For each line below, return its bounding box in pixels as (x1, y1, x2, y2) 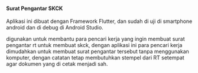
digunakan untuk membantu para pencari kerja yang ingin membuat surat (6, 35, 185, 42)
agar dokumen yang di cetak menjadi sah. (6, 61, 108, 68)
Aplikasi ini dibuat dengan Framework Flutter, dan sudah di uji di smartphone (6, 18, 193, 25)
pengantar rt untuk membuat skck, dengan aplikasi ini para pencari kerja (6, 42, 183, 49)
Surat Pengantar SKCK (6, 5, 63, 12)
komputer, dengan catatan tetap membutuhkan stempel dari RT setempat (6, 54, 184, 61)
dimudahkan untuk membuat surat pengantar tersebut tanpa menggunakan (6, 48, 189, 55)
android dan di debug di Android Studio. (6, 24, 103, 31)
